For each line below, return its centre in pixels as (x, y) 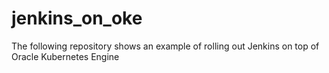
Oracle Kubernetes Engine (65, 56)
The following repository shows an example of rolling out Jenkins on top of (165, 46)
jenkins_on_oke (77, 18)
